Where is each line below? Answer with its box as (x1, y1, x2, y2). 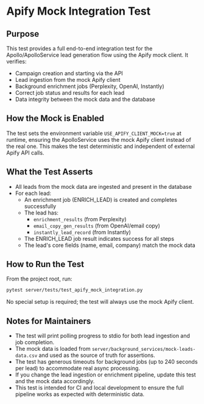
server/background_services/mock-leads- (91, 347, 196, 353)
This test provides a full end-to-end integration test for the (6, 45, 153, 52)
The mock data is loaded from (15, 345, 91, 353)
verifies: (6, 58, 27, 65)
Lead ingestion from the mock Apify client (15, 76, 121, 83)
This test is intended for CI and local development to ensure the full (15, 384, 184, 392)
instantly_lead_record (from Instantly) (33, 228, 131, 236)
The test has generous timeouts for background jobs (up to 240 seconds (15, 358, 198, 365)
